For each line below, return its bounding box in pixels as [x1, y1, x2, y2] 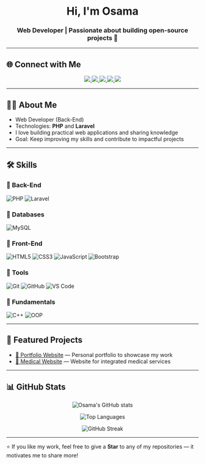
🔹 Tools [6, 268, 29, 277]
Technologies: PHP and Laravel [15, 122, 95, 130]
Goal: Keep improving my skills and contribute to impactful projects [15, 136, 184, 143]
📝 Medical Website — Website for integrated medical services [15, 358, 171, 365]
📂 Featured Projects [6, 335, 83, 345]
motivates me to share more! [6, 451, 78, 459]
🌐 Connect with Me [6, 59, 81, 70]
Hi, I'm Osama [66, 4, 139, 18]
